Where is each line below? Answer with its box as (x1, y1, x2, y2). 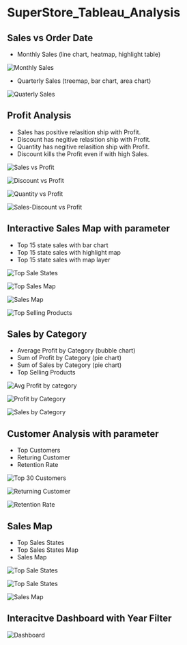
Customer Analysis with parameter (7, 428, 159, 440)
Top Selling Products (16, 368, 76, 377)
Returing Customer (16, 453, 70, 461)
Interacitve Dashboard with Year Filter (7, 613, 172, 624)
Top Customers (16, 446, 61, 455)
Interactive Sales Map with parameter (7, 223, 171, 234)
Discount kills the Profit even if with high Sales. (16, 149, 149, 158)
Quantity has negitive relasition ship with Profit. (16, 142, 150, 151)
